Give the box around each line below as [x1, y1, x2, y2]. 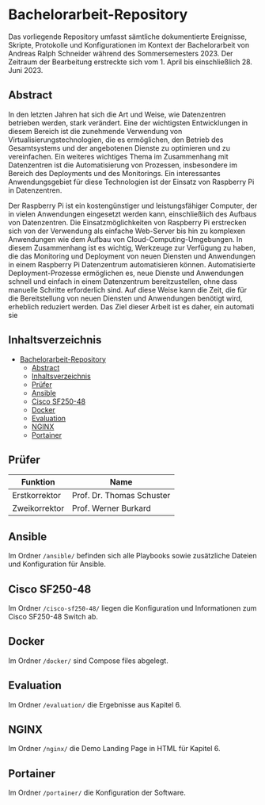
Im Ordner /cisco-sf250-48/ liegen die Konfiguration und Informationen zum [8, 604, 257, 612]
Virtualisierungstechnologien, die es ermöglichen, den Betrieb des [8, 135, 224, 144]
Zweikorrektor [12, 503, 65, 514]
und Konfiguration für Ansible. [8, 559, 107, 569]
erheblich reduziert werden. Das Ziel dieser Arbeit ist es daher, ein [8, 301, 224, 311]
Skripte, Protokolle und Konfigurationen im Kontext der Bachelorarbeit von [8, 40, 250, 49]
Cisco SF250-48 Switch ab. [8, 612, 99, 621]
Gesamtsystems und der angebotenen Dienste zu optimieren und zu [8, 143, 231, 152]
